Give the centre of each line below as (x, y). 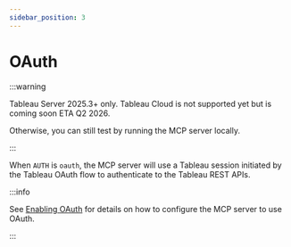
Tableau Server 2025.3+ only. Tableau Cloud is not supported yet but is (141, 103)
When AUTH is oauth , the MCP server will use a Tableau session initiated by (146, 165)
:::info (20, 192)
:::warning (28, 86)
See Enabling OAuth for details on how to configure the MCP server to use (146, 209)
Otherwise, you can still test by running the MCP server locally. (125, 130)
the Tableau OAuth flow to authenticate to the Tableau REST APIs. (130, 174)
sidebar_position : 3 (48, 17)
